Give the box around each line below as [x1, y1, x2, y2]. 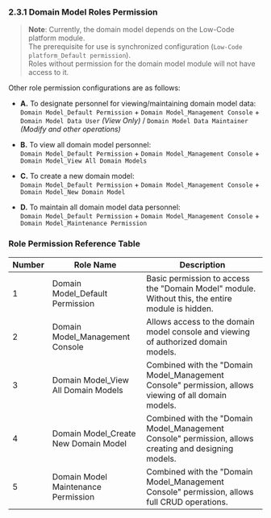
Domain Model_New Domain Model [19, 189, 126, 197]
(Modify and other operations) [19, 124, 121, 135]
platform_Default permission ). [27, 51, 131, 60]
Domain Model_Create [52, 428, 136, 439]
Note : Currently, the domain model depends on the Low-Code [27, 25, 235, 35]
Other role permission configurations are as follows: [8, 83, 181, 93]
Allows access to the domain [146, 316, 256, 327]
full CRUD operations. [146, 496, 228, 508]
